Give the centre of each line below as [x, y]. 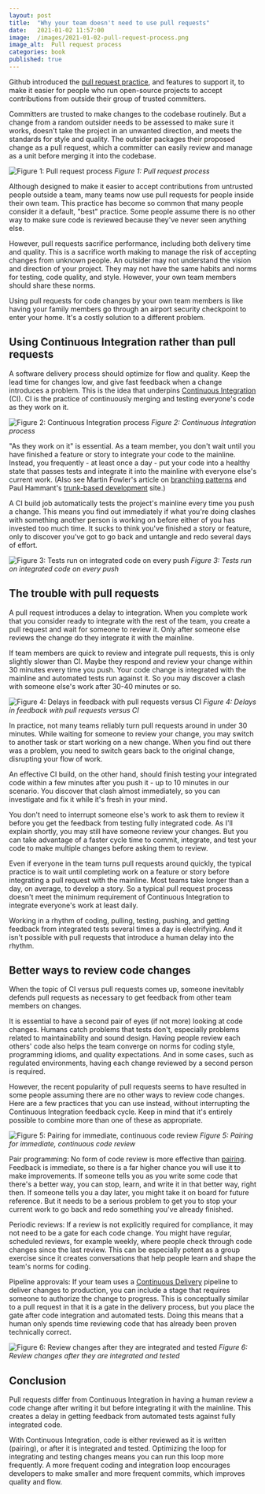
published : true [35, 60]
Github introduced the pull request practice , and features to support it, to [127, 82]
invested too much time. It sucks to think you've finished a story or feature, [130, 528]
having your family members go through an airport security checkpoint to [128, 309]
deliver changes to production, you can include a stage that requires [120, 1291]
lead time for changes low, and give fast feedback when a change [116, 382]
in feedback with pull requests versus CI [74, 710]
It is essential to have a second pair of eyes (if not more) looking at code [126, 1021]
